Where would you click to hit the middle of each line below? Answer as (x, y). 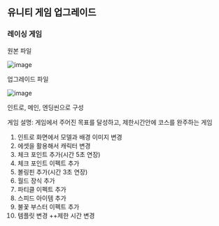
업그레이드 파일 (28, 79)
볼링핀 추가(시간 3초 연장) (52, 172)
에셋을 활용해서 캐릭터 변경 (54, 146)
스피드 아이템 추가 (42, 198)
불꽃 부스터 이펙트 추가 (48, 206)
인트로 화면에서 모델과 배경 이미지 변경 (70, 137)
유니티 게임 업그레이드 (52, 13)
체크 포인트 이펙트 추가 (48, 163)
